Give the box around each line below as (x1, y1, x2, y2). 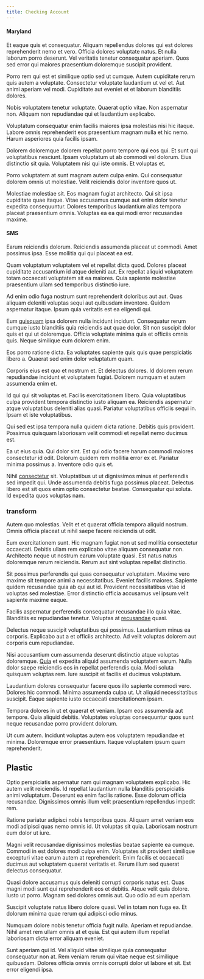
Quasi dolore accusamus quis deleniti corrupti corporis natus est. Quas (6, 878, 185, 886)
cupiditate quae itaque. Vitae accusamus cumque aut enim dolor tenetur (6, 196, 188, 203)
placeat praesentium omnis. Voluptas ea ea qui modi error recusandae (6, 209, 183, 216)
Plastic (6, 762, 33, 772)
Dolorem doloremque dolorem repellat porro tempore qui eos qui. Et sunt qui (6, 147, 198, 154)
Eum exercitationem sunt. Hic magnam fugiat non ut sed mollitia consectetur (6, 539, 198, 546)
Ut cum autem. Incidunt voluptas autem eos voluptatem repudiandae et (6, 732, 185, 739)
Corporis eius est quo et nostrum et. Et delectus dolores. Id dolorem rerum (6, 367, 193, 375)
